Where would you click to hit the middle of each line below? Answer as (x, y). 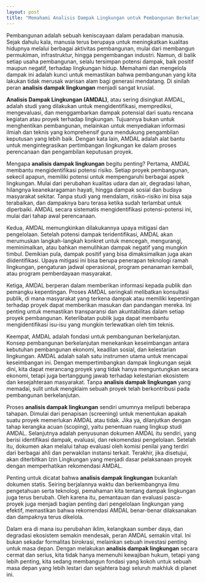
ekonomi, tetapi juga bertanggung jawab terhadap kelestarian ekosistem (97, 375)
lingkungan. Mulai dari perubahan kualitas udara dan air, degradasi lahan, (99, 183)
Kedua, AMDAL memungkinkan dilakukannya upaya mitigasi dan (87, 227)
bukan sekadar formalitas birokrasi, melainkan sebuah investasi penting (97, 542)
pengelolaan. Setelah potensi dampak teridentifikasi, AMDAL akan (90, 234)
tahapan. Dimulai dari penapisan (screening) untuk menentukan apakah (97, 413)
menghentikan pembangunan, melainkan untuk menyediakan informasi (96, 125)
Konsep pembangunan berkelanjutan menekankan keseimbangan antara (98, 343)
